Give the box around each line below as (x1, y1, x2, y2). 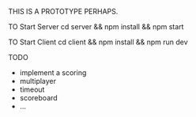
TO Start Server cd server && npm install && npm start (8, 22, 184, 31)
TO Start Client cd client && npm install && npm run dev (8, 37, 188, 47)
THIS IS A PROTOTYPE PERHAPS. (8, 7, 119, 16)
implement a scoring (19, 68, 87, 77)
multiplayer (19, 77, 57, 85)
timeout (19, 85, 45, 94)
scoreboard (19, 93, 58, 102)
